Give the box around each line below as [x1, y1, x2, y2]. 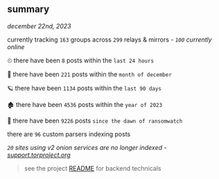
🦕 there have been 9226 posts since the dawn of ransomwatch [7, 116, 183, 125]
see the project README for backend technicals [24, 164, 161, 172]
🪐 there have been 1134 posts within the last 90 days [7, 84, 161, 92]
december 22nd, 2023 [7, 22, 71, 30]
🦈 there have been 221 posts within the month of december [7, 70, 172, 78]
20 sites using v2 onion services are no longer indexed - [7, 143, 167, 151]
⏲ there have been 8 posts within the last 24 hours [7, 56, 155, 65]
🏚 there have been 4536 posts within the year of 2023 [7, 100, 163, 108]
